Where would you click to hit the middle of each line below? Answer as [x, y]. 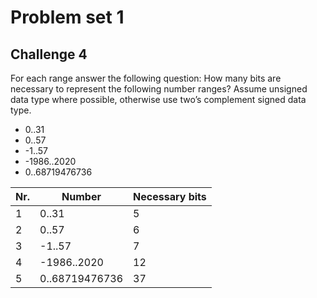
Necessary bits [170, 196]
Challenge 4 [49, 54]
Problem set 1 [67, 17]
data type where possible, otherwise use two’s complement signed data [158, 99]
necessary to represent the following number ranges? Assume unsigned [159, 89]
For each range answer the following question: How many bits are [146, 78]
